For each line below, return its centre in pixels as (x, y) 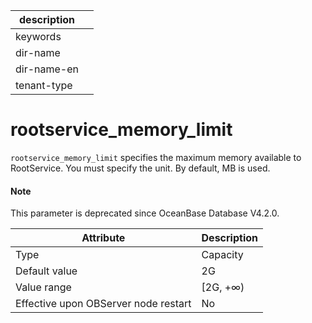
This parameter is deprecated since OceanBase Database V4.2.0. (145, 213)
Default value (46, 271)
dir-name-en (47, 69)
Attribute (103, 238)
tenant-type (44, 85)
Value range (43, 287)
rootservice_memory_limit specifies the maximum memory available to (156, 157)
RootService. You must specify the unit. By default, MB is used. (140, 168)
